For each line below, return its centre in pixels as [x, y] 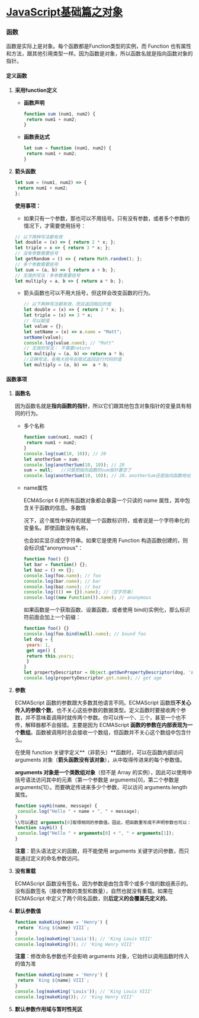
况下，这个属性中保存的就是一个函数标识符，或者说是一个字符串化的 [107, 521]
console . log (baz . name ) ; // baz [62, 587]
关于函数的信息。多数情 [57, 508]
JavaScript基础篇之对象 [65, 12]
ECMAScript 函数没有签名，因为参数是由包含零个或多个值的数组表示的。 [103, 883]
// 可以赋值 [36, 321]
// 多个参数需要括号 [36, 264]
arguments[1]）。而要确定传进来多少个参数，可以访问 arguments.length [101, 787]
